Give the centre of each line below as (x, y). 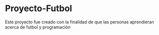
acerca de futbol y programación (38, 27)
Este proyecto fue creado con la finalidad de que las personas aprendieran (79, 22)
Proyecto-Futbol (39, 9)
